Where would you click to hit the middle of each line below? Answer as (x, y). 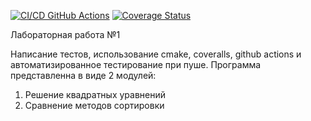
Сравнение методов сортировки (94, 105)
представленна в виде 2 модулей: (83, 75)
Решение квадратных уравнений (95, 94)
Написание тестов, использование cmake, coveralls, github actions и (156, 54)
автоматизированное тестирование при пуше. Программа (136, 64)
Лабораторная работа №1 (65, 34)
